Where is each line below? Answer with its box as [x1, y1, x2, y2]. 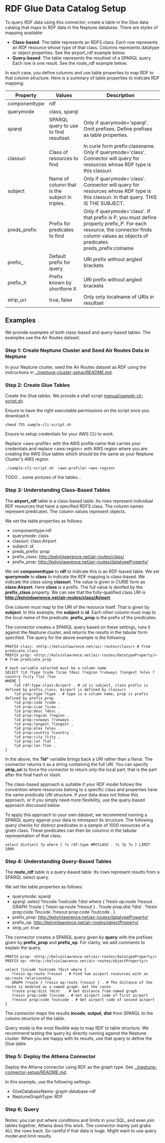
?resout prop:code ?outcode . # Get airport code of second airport [11, 997, 155, 1002]
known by [49, 279, 72, 286]
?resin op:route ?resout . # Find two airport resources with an [11, 971, 148, 976]
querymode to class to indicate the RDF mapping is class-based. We [5, 573, 145, 579]
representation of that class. [5, 832, 62, 838]
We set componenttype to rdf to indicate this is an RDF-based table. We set [5, 568, 160, 574]
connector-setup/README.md [5, 1069, 66, 1076]
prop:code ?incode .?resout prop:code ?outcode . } [12, 909, 115, 915]
